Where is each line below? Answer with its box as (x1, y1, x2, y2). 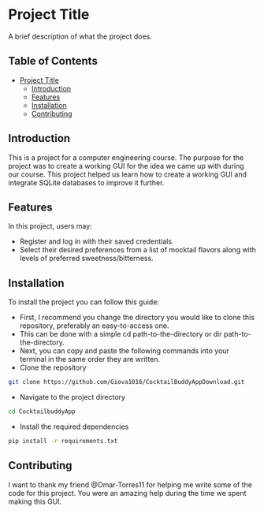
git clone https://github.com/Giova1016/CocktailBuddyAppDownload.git (8, 378, 245, 386)
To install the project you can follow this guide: (8, 297, 160, 307)
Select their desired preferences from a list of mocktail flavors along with (19, 245, 256, 255)
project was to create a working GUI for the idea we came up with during (8, 161, 244, 170)
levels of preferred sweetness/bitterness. (19, 254, 154, 263)
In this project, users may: (8, 222, 92, 231)
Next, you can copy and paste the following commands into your (19, 346, 230, 356)
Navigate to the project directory (19, 393, 126, 402)
